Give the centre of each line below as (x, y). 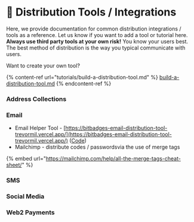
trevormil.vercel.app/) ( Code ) (50, 141)
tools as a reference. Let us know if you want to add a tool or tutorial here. (97, 35)
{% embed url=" (26, 159)
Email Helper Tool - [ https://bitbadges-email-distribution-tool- (91, 128)
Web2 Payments (30, 212)
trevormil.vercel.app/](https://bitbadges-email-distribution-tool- (93, 134)
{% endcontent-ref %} (84, 84)
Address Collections (36, 99)
